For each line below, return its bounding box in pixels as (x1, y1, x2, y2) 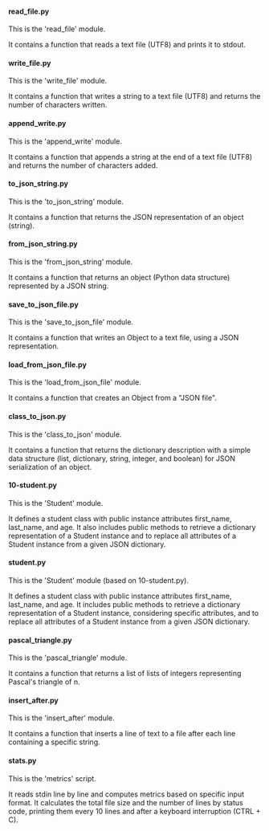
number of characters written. (8, 100, 108, 110)
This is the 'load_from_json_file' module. (8, 377, 142, 387)
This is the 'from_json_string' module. (8, 257, 133, 267)
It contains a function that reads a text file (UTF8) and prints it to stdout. (8, 40, 247, 50)
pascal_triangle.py (8, 635, 72, 645)
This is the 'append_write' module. (8, 136, 123, 146)
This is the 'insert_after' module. (8, 713, 115, 723)
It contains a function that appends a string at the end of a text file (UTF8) (8, 152, 253, 161)
